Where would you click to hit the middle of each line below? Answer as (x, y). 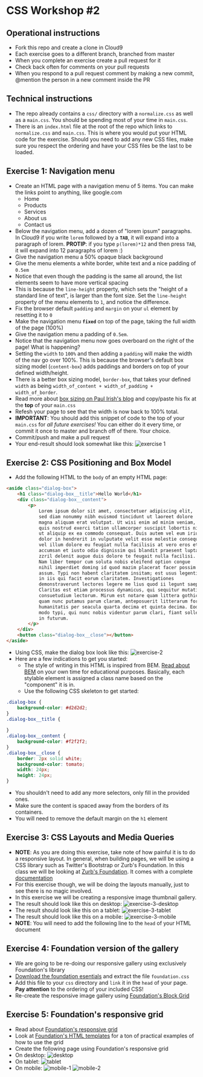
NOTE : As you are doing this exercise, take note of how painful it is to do (105, 852)
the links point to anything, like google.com (69, 192)
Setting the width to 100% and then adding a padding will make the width (103, 353)
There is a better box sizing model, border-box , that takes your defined (103, 379)
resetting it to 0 (34, 315)
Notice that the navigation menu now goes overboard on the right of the (105, 340)
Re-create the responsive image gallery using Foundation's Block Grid (102, 995)
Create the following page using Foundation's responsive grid (92, 1048)
